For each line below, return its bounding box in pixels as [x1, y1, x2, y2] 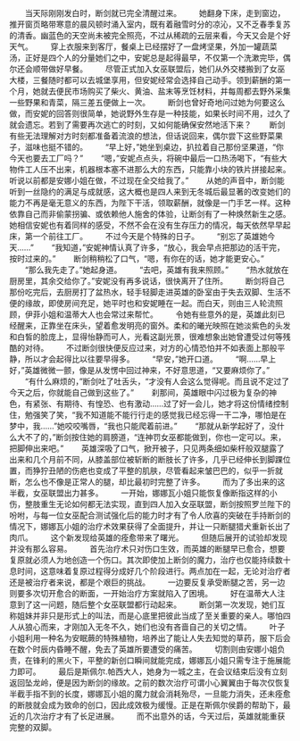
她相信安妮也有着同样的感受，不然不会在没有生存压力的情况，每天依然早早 [9, 220, 283, 230]
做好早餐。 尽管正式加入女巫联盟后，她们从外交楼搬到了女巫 [47, 63, 286, 74]
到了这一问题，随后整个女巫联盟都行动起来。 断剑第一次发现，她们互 [16, 599, 286, 610]
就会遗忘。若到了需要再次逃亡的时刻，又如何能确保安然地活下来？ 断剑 [9, 120, 286, 129]
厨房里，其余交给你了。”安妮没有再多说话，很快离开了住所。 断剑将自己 [9, 276, 286, 286]
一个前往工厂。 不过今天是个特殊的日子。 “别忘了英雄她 [32, 231, 268, 241]
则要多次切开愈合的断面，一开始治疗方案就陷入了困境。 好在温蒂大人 [9, 588, 278, 598]
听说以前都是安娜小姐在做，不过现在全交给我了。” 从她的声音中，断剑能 [9, 175, 286, 186]
